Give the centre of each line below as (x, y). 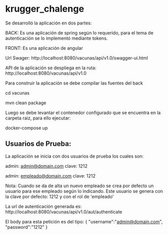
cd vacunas (17, 93)
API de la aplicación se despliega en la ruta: (51, 68)
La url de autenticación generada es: (44, 206)
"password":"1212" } (27, 227)
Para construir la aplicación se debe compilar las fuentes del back (74, 83)
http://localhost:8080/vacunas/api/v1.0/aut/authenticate (64, 212)
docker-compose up (27, 128)
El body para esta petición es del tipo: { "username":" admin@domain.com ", (84, 221)
